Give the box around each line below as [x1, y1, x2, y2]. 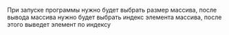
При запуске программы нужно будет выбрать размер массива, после [7, 6, 217, 14]
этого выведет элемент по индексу [7, 21, 111, 28]
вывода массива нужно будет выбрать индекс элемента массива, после [7, 13, 222, 21]
